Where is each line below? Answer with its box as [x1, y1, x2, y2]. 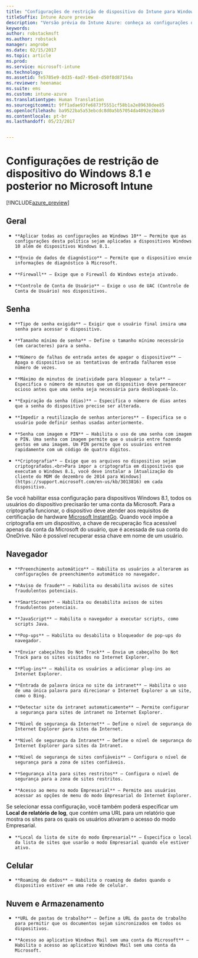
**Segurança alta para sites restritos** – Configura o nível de [14, 771, 179, 776]
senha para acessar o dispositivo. [14, 326, 103, 332]
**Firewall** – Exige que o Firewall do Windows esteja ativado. [14, 271, 179, 277]
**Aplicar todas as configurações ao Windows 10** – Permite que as [14, 233, 187, 239]
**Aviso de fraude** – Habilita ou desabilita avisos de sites [14, 582, 174, 588]
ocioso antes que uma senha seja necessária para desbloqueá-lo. [14, 386, 179, 392]
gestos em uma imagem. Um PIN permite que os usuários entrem [14, 441, 171, 447]
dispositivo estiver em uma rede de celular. [14, 882, 128, 889]
